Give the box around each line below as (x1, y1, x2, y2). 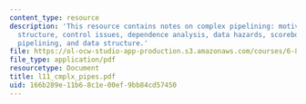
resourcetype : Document (9, 64, 100, 73)
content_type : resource (9, 13, 100, 23)
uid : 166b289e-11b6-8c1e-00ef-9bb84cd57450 (9, 80, 178, 90)
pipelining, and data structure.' (17, 38, 148, 48)
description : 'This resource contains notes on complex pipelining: (9, 22, 275, 31)
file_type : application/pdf (9, 55, 117, 64)
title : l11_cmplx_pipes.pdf (9, 72, 117, 81)
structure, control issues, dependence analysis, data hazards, (17, 30, 267, 39)
